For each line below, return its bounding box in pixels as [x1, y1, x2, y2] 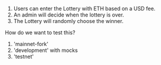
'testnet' [13, 53, 34, 60]
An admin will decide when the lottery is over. [13, 11, 124, 18]
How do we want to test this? [5, 29, 75, 36]
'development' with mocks [13, 47, 78, 54]
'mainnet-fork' [13, 41, 49, 47]
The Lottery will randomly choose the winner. [13, 18, 124, 24]
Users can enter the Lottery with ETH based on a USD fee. [13, 5, 156, 12]
